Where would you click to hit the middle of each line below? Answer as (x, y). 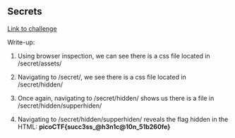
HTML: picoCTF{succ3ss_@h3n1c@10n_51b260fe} (94, 127)
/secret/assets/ (40, 63)
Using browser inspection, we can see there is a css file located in (114, 56)
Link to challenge (32, 28)
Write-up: (21, 42)
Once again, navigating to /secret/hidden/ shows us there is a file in (116, 98)
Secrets (25, 12)
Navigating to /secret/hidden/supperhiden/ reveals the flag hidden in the (123, 119)
